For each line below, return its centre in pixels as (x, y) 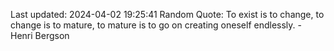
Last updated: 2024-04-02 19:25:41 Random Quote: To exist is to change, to (167, 14)
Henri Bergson (40, 35)
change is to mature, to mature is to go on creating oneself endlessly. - (156, 25)
